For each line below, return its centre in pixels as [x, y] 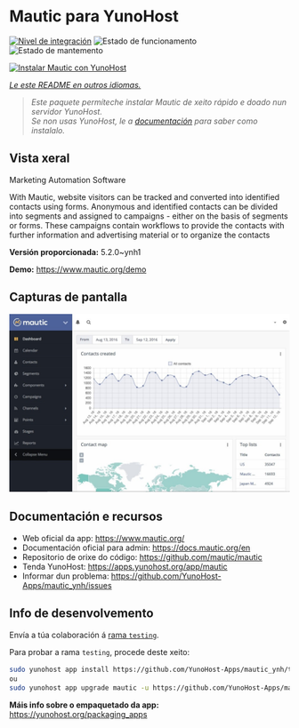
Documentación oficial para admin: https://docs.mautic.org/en [136, 548]
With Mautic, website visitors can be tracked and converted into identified [145, 196]
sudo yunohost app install [59, 669]
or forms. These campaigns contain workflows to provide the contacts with [147, 225]
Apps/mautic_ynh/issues [67, 585]
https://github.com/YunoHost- [166, 576]
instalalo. [48, 130]
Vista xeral [40, 159]
